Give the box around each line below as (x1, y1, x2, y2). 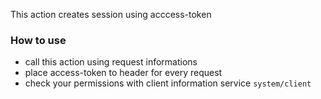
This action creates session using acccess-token (10, 9, 212, 20)
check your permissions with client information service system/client (24, 77, 312, 89)
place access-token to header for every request (24, 67, 223, 79)
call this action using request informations (24, 56, 198, 68)
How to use (10, 33, 67, 47)
